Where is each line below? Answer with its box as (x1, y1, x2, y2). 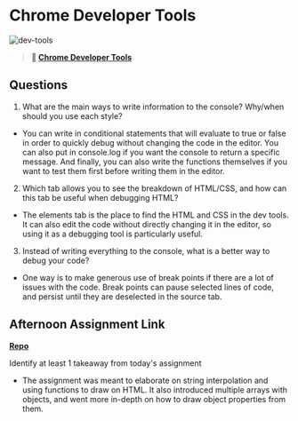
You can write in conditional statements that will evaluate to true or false (21, 128, 286, 139)
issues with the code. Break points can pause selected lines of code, (21, 282, 274, 292)
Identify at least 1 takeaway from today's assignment (9, 357, 202, 369)
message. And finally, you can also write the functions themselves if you (21, 156, 287, 167)
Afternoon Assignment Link (9, 317, 165, 332)
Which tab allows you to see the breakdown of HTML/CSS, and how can (21, 183, 287, 194)
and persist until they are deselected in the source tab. (21, 290, 222, 302)
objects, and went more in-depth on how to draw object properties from (21, 393, 286, 404)
